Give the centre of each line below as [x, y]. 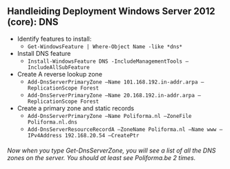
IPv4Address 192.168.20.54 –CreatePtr [83, 135]
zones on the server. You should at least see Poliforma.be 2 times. [102, 158]
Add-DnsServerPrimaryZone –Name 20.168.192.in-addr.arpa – [114, 95]
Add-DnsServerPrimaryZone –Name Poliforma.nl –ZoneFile [109, 116]
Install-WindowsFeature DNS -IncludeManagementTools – [108, 61]
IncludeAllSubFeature [58, 67]
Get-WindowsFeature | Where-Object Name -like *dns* [105, 47]
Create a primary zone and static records [76, 108]
